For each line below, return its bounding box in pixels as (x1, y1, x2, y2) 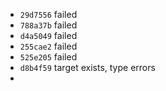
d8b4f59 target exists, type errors (19, 62, 156, 73)
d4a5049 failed (19, 30, 78, 41)
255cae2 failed (19, 40, 78, 52)
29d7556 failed (19, 9, 78, 20)
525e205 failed (19, 51, 78, 63)
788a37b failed (19, 19, 78, 31)
